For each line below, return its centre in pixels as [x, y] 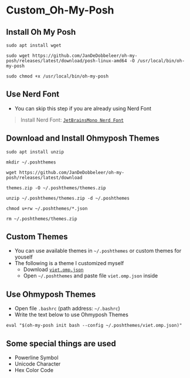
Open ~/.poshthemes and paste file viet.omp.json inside [91, 276]
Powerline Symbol [36, 358]
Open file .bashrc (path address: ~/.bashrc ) [67, 309]
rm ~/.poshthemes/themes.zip [42, 219]
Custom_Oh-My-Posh [60, 10]
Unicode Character [38, 364]
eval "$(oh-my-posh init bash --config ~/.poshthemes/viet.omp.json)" [94, 326]
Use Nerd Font [33, 94]
